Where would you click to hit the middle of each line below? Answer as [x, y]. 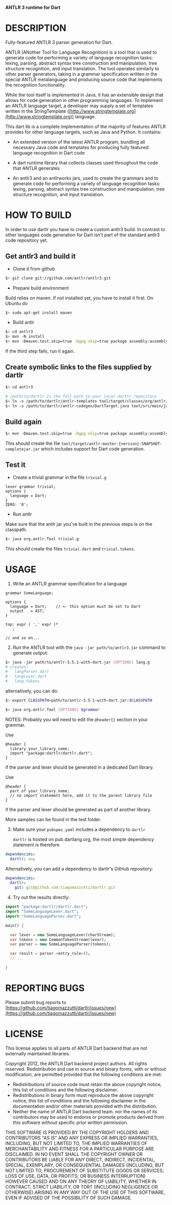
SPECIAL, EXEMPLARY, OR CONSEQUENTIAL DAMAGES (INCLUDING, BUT [85, 1165]
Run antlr [22, 514]
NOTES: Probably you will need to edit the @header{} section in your [77, 719]
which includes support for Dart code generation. [93, 449]
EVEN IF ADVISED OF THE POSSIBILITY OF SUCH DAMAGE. [69, 1198]
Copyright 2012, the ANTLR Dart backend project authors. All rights [76, 1064]
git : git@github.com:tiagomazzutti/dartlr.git [65, 888]
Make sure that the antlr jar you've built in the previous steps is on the [79, 524]
